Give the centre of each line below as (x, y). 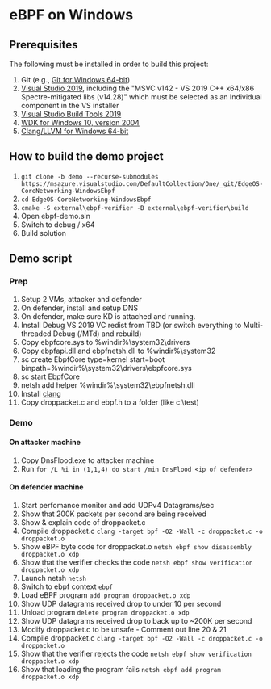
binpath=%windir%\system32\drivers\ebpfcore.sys (106, 368)
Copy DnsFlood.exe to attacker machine (88, 460)
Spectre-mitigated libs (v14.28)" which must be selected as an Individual (141, 97)
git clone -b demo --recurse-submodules (90, 176)
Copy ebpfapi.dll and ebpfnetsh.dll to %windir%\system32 (118, 351)
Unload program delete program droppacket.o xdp (105, 612)
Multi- (253, 325)
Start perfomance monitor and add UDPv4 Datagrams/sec (117, 505)
